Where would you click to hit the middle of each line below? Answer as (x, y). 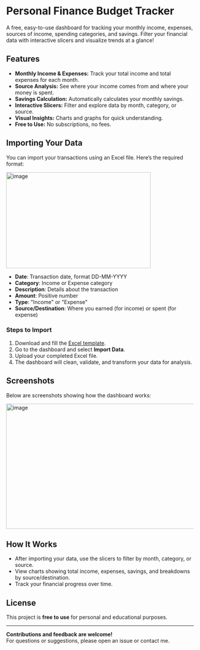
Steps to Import (29, 330)
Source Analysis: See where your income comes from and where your (101, 86)
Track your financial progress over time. (64, 584)
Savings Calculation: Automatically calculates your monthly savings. (99, 99)
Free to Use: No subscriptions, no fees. (63, 124)
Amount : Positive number (46, 295)
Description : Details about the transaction (66, 289)
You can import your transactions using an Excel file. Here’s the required (95, 157)
